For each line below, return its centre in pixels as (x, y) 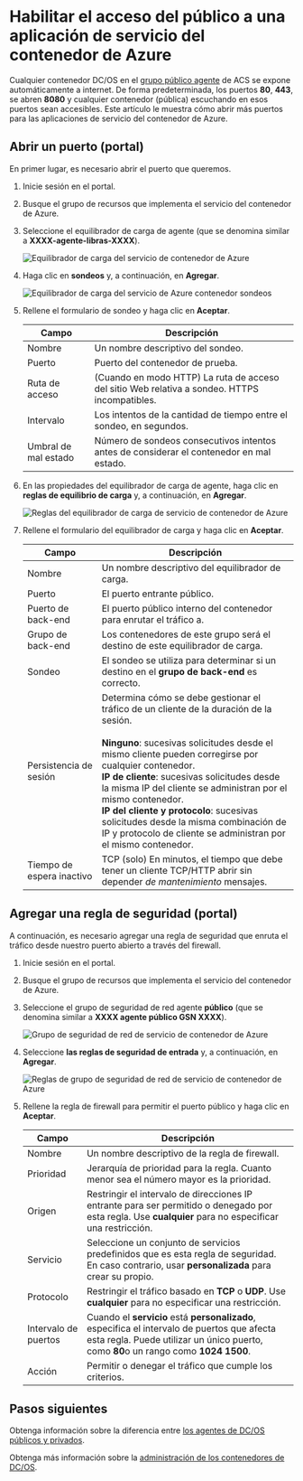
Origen (41, 1211)
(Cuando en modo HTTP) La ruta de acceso (187, 377)
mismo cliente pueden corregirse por (180, 754)
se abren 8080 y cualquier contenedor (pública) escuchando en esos (139, 99)
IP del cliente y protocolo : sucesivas (180, 811)
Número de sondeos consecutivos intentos (185, 440)
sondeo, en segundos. (142, 426)
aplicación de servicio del (107, 36)
